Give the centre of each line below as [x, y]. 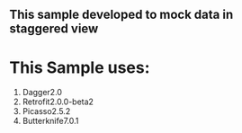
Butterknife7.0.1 [50, 121]
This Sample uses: [80, 67]
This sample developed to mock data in [121, 15]
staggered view [54, 29]
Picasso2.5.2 [46, 111]
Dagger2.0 [42, 93]
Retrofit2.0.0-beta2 [58, 102]
